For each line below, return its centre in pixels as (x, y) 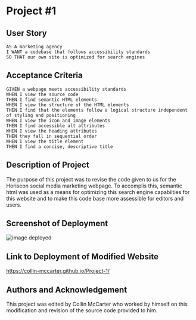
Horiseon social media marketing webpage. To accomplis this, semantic (94, 186)
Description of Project (48, 165)
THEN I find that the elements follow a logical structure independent (97, 110)
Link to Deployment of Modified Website (83, 256)
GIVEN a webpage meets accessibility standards (66, 89)
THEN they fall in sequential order (52, 136)
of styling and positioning (41, 115)
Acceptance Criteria (44, 76)
